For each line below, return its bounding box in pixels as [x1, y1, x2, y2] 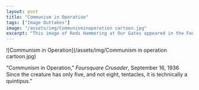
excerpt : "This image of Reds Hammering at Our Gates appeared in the [6, 31, 184, 36]
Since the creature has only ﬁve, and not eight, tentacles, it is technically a [6, 71, 188, 78]
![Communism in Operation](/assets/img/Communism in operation [6, 46, 168, 54]
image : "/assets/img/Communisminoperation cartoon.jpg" [6, 25, 147, 31]
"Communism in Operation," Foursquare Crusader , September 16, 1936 [6, 64, 179, 71]
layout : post [6, 8, 38, 15]
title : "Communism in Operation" [6, 14, 89, 20]
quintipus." [6, 78, 33, 85]
